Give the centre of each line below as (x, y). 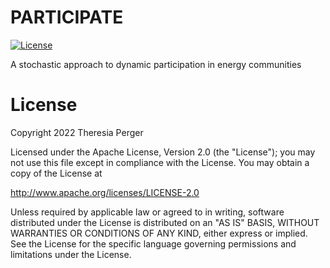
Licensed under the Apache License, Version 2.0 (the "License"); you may (163, 152)
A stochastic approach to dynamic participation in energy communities (156, 64)
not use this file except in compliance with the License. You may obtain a (160, 162)
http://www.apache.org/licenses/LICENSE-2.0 (105, 192)
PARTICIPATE (67, 17)
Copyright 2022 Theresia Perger (77, 132)
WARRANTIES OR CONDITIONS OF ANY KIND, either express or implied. (159, 233)
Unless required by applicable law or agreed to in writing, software (147, 212)
